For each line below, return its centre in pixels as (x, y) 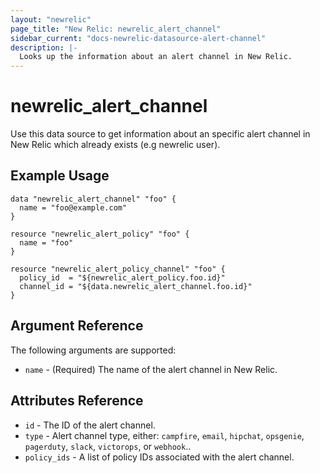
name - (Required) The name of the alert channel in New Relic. (151, 369)
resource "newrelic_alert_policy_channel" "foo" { (118, 269)
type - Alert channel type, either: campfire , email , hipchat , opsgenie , (164, 435)
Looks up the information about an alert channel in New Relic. (156, 57)
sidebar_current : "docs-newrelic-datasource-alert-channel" (138, 38)
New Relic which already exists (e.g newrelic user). (115, 145)
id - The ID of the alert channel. (90, 425)
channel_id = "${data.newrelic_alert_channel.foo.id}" (136, 286)
